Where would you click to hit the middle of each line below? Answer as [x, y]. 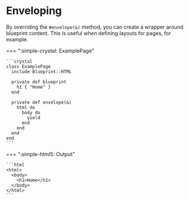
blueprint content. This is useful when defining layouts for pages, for [89, 33]
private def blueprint [39, 82]
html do [26, 107]
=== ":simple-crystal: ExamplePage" [50, 50]
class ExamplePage [28, 66]
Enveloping [34, 11]
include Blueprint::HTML [42, 71]
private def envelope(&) [42, 102]
